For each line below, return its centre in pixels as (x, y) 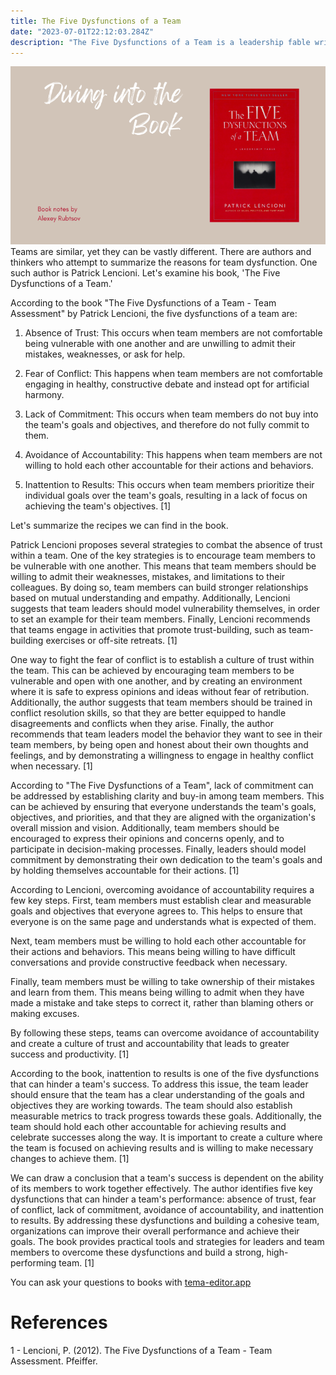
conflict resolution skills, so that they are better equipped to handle (148, 712)
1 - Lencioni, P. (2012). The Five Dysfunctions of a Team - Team (141, 1350)
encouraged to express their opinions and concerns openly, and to (147, 838)
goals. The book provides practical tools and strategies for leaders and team (167, 1241)
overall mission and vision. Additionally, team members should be (145, 827)
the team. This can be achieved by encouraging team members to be (152, 670)
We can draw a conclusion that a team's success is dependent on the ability (167, 1177)
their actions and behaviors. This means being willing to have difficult (153, 951)
